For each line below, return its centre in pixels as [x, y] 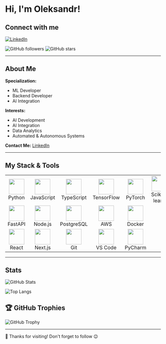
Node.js [43, 224]
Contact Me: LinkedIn [27, 145]
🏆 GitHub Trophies [35, 308]
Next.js [42, 247]
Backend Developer [32, 95]
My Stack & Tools [32, 166]
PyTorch [135, 197]
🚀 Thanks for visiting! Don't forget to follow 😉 [52, 337]
